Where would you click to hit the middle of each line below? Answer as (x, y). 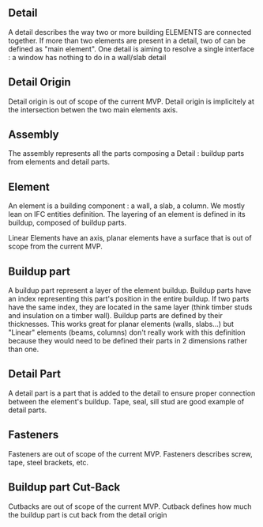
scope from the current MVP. (55, 246)
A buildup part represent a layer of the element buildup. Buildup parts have (130, 290)
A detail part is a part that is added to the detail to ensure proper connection (132, 393)
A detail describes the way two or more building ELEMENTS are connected (130, 32)
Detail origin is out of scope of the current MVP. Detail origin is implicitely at (131, 101)
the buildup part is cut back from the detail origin (88, 514)
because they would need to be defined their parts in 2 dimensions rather (128, 341)
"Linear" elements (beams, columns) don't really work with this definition (127, 332)
